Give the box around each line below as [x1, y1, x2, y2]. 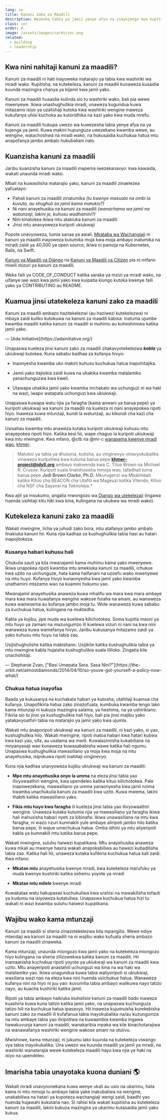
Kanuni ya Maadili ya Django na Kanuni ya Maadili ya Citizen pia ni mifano [5, 257, 156, 263]
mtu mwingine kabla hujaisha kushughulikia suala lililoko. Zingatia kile [5, 647, 148, 653]
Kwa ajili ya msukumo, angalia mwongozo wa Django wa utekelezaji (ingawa [5, 492, 161, 498]
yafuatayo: [5, 185, 27, 192]
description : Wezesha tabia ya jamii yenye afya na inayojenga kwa [5, 16, 148, 21]
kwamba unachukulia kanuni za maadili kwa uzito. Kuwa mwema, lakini [12, 789, 158, 795]
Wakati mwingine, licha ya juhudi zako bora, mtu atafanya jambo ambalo [5, 525, 153, 531]
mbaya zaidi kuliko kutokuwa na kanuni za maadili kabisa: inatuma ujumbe [5, 316, 157, 321]
